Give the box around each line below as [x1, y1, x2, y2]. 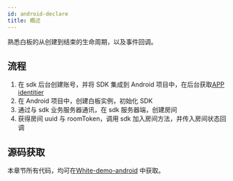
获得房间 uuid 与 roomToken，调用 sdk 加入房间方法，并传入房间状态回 [17, 114, 227, 123]
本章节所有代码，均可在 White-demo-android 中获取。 [7, 166, 165, 175]
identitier [17, 88, 44, 97]
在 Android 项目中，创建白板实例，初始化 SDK [17, 97, 153, 105]
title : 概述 [7, 17, 41, 24]
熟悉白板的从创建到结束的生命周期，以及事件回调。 [7, 37, 157, 46]
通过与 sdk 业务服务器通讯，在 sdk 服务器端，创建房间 [17, 106, 177, 114]
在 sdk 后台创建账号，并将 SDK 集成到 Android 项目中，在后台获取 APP [17, 80, 225, 89]
